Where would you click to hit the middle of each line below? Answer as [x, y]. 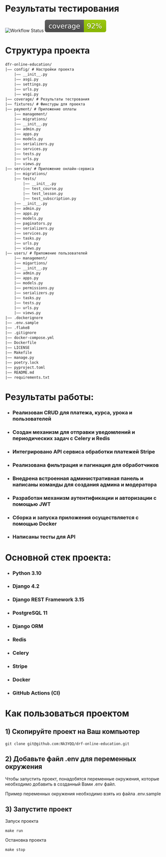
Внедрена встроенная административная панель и [78, 478]
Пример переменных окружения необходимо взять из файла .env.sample [83, 793]
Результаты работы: [50, 397]
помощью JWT [31, 504]
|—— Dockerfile [21, 343]
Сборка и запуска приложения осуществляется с [75, 517]
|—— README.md [20, 372]
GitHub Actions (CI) [36, 693]
